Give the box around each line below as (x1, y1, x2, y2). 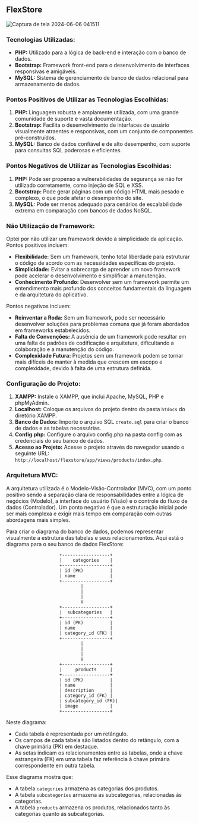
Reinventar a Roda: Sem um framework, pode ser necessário (14, 314, 165, 321)
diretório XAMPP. (14, 412, 58, 419)
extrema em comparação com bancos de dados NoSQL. (14, 206, 153, 214)
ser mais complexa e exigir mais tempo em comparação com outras (6, 510, 172, 517)
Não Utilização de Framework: (6, 221, 95, 230)
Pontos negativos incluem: (6, 303, 71, 309)
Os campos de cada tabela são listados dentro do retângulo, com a (14, 736, 179, 743)
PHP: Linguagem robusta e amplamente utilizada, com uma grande (14, 109, 179, 116)
